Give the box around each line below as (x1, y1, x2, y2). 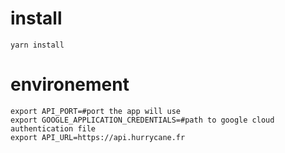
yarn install (10, 40, 65, 50)
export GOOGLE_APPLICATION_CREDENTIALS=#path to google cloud (10, 115, 275, 125)
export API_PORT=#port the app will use (10, 106, 182, 116)
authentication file (10, 123, 97, 134)
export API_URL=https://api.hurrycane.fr (10, 132, 186, 142)
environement (10, 73, 130, 96)
